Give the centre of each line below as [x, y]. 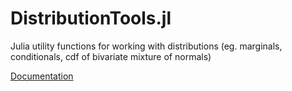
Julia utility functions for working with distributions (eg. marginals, [146, 46]
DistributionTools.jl [91, 18]
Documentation [42, 76]
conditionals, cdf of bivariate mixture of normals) [111, 56]
